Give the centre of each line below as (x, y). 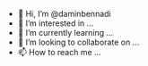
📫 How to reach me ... (59, 52)
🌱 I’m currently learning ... (65, 33)
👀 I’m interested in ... (56, 23)
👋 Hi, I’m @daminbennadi (64, 14)
